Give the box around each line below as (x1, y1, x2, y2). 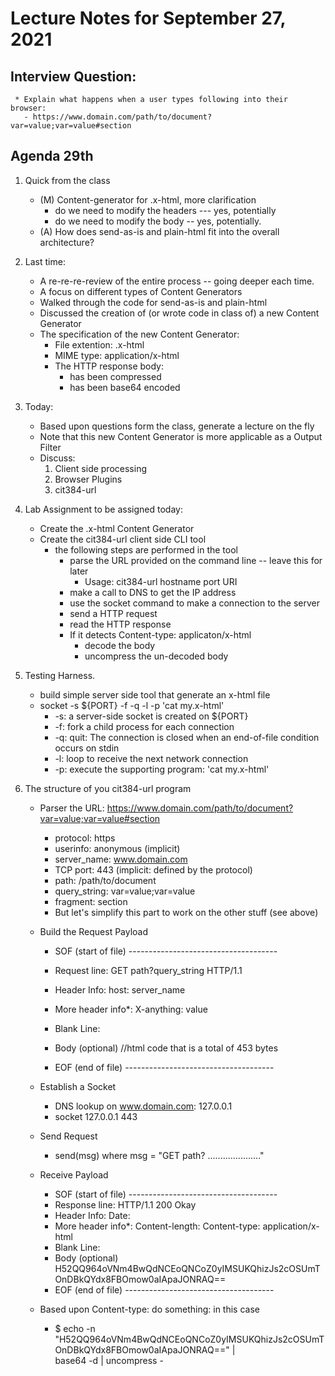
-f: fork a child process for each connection (54, 720, 235, 732)
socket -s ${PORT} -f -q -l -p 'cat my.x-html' (39, 699, 225, 711)
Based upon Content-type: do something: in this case (39, 1303, 260, 1315)
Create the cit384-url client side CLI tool (39, 533, 207, 545)
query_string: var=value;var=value (54, 885, 196, 897)
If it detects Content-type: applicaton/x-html (69, 628, 252, 641)
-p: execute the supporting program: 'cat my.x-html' (54, 763, 270, 775)
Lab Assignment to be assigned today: (24, 503, 183, 515)
